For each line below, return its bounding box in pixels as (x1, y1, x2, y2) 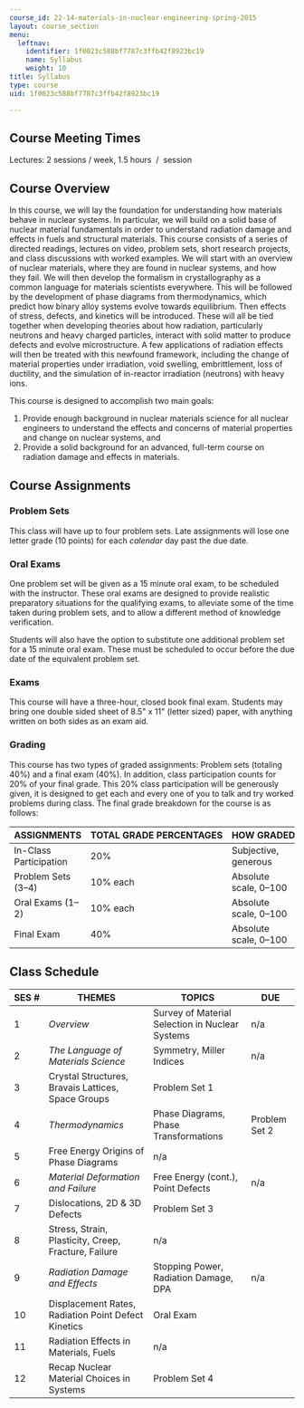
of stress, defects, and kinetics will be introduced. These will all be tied (9, 311, 274, 321)
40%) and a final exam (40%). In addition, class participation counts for (9, 769, 277, 780)
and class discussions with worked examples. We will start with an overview (9, 253, 293, 263)
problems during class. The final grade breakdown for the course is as (9, 798, 271, 809)
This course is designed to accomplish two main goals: (9, 396, 214, 407)
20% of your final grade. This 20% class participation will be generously (9, 778, 279, 789)
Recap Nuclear (48, 1360, 112, 1373)
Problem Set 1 (153, 1081, 214, 1094)
